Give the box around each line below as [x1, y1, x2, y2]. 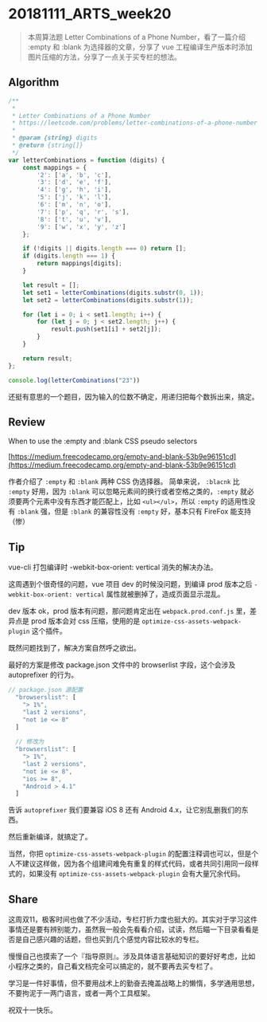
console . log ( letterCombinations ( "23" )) [8, 376, 141, 384]
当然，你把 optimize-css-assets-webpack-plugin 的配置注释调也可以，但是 [8, 849, 252, 859]
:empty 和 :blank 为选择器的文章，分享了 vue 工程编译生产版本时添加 [27, 41, 253, 52]
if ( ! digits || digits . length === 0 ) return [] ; [22, 245, 187, 253]
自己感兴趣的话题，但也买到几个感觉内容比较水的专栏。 [21, 934, 203, 945]
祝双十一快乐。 [8, 1005, 57, 1015]
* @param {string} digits [11, 134, 98, 142]
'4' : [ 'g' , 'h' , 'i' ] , [37, 186, 112, 194]
